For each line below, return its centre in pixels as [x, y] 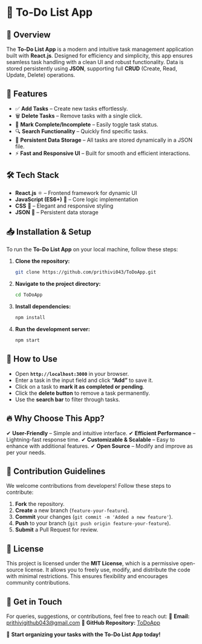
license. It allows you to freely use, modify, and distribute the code [108, 570]
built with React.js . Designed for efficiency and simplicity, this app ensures [99, 56]
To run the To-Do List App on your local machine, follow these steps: [92, 249]
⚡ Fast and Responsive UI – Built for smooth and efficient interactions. [103, 153]
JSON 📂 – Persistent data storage [57, 212]
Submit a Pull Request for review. [57, 530]
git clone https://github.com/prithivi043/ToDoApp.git [86, 272]
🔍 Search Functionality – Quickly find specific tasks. [81, 131]
